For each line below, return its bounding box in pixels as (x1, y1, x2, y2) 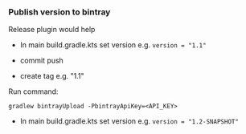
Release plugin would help (8, 25, 96, 35)
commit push (19, 55, 64, 66)
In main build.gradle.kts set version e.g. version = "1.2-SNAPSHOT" (19, 116, 240, 126)
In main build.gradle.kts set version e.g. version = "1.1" (19, 40, 207, 50)
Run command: (8, 87, 59, 96)
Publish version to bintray (8, 6, 111, 18)
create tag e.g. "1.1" (19, 71, 84, 81)
